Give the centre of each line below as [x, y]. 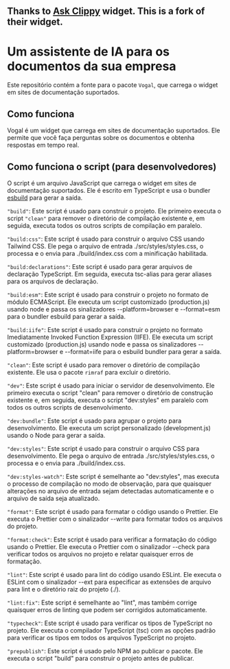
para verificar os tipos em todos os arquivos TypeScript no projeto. [102, 637]
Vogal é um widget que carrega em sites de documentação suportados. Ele [114, 130]
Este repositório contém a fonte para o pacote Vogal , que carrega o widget [113, 85]
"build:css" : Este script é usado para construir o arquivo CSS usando [106, 239]
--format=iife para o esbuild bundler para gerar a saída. [143, 351]
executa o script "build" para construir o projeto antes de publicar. [101, 658]
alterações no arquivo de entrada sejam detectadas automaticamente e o [111, 491]
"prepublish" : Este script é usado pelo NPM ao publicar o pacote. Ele [105, 650]
